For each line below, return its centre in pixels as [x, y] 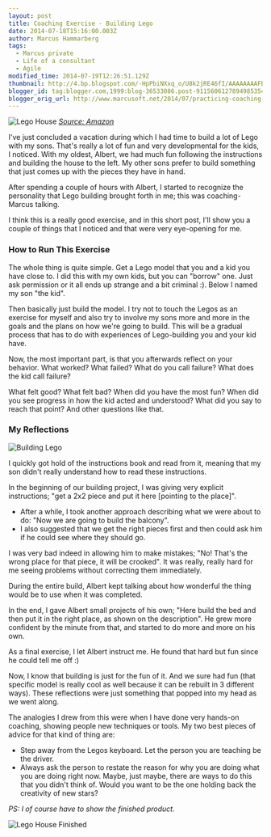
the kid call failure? [40, 376]
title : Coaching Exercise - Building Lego [81, 23]
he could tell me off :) [44, 660]
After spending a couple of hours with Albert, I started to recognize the [126, 188]
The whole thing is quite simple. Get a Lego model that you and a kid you [129, 267]
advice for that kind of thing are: [62, 734]
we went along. [33, 701]
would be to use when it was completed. [75, 594]
